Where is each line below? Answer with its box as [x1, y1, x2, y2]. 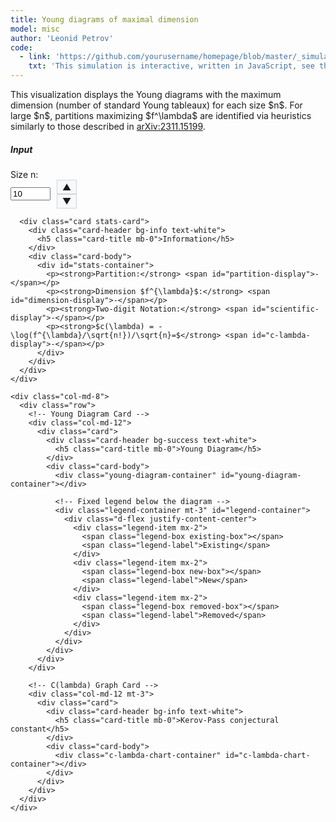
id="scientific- [251, 304, 320, 314]
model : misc [10, 24, 60, 34]
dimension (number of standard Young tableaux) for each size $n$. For [10, 99, 303, 111]
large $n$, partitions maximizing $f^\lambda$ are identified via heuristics [10, 110, 312, 121]
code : [10, 42, 33, 53]
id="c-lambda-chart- [224, 750, 311, 760]
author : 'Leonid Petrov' [10, 33, 114, 43]
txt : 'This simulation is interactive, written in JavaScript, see [28, 61, 315, 71]
